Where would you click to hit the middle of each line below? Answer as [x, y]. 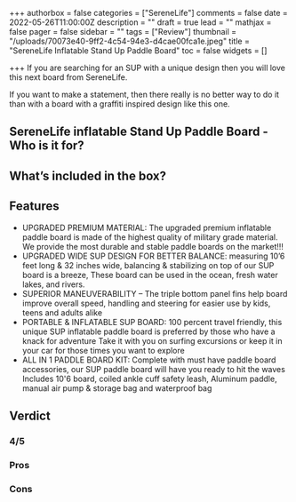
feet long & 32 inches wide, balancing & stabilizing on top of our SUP [148, 265]
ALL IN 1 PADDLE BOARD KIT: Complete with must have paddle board [149, 360]
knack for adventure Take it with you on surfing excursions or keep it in [152, 340]
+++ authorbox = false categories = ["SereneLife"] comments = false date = [149, 13]
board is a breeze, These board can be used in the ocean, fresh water [150, 275]
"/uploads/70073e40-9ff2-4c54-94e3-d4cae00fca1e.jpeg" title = [130, 41]
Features [34, 207]
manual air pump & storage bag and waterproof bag [117, 388]
